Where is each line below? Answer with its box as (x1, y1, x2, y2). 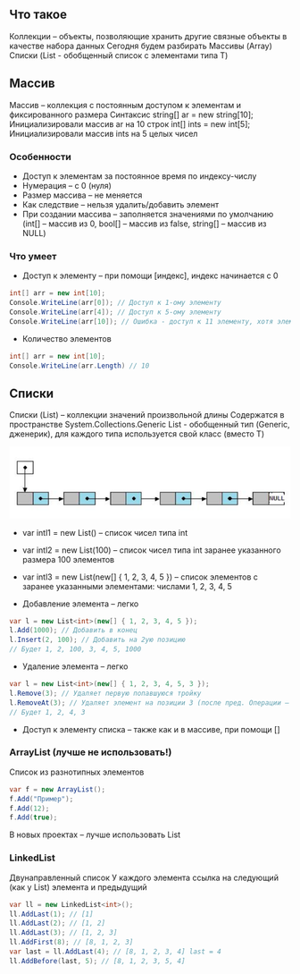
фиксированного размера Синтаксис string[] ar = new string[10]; (9, 109, 254, 120)
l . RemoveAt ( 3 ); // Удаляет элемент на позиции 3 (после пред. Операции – (9, 698, 290, 707)
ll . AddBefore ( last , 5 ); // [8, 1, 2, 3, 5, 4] (9, 956, 186, 965)
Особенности (9, 150, 71, 163)
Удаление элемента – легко (21, 661, 129, 672)
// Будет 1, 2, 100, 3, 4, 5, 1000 (9, 645, 142, 654)
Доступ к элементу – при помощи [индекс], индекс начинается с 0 (21, 270, 279, 281)
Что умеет (9, 250, 57, 262)
